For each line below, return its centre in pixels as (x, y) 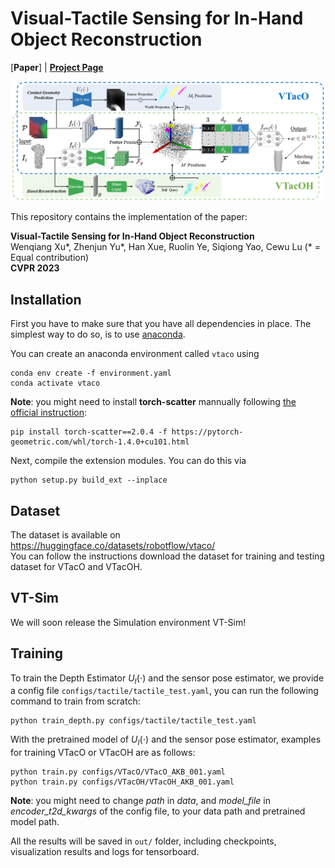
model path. (35, 822)
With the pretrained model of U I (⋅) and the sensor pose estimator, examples (166, 740)
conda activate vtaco (55, 383)
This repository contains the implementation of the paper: (129, 217)
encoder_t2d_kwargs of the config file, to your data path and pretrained (158, 811)
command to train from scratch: (75, 701)
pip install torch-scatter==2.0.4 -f (89, 432)
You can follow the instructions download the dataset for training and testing (167, 556)
